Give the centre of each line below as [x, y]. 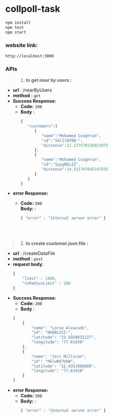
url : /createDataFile [34, 253]
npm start [16, 32]
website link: [22, 45]
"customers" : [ [43, 126]
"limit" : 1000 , [40, 279]
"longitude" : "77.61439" [58, 342]
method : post [28, 259]
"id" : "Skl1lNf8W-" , [62, 140]
